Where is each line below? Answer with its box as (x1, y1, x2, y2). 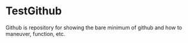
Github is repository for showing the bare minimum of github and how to (5, 24, 183, 31)
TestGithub (5, 4, 62, 18)
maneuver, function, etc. (5, 30, 65, 37)
